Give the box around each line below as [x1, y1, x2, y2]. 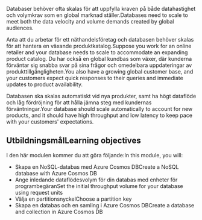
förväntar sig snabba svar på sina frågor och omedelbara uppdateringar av [6, 61, 192, 69]
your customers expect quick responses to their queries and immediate [6, 75, 184, 81]
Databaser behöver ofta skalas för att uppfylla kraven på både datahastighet [6, 5, 196, 12]
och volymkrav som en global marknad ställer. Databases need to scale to [6, 11, 188, 19]
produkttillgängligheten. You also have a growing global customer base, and [6, 68, 194, 75]
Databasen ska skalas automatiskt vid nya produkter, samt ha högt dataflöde [6, 93, 197, 99]
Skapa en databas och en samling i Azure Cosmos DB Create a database [14, 201, 195, 209]
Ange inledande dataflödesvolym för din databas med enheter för [14, 176, 178, 183]
